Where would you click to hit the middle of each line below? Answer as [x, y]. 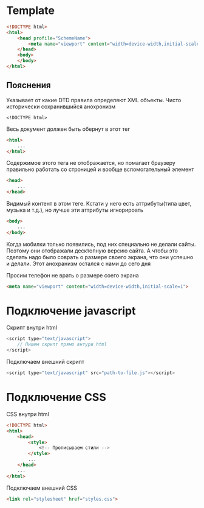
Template [30, 11]
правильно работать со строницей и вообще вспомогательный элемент [100, 169]
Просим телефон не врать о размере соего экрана [73, 275]
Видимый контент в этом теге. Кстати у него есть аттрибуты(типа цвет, [99, 204]
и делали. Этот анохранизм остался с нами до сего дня [79, 263]
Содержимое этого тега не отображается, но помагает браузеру [91, 163]
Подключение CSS [56, 398]
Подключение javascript [71, 311]
